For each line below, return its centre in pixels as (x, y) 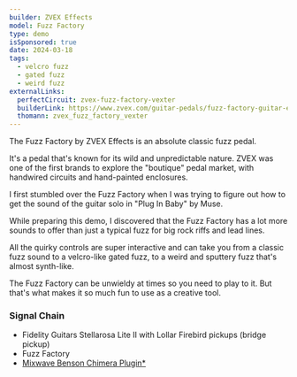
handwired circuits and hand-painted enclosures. (99, 177)
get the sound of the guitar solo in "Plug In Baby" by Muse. (116, 204)
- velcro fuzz (43, 67)
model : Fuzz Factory (47, 26)
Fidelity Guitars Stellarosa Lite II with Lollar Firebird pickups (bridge (144, 335)
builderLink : (41, 108)
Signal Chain (37, 316)
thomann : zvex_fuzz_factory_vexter (83, 116)
